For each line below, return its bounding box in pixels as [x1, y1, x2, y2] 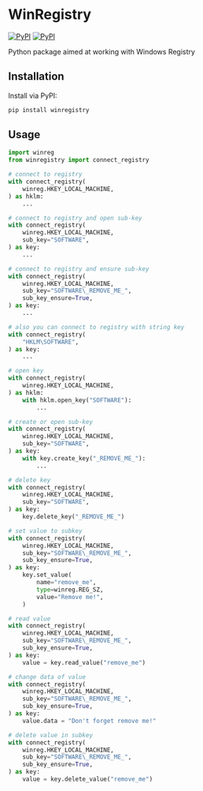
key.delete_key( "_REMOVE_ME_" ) [22, 513, 125, 521]
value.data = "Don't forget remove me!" [22, 717, 157, 725]
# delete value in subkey [8, 731, 93, 739]
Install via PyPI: [8, 91, 57, 100]
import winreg [8, 148, 55, 157]
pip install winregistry [8, 106, 90, 114]
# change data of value [8, 673, 87, 680]
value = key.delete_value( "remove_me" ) [22, 775, 153, 783]
